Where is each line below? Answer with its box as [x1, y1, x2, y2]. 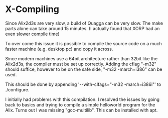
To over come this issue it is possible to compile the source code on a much [5, 40, 162, 46]
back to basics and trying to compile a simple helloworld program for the [5, 101, 155, 107]
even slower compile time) [5, 31, 60, 37]
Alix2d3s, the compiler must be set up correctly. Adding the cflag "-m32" [5, 61, 156, 67]
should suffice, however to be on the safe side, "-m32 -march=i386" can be [5, 66, 162, 72]
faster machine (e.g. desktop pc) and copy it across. [5, 46, 113, 52]
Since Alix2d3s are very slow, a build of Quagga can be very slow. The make [5, 20, 163, 26]
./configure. [5, 86, 30, 92]
